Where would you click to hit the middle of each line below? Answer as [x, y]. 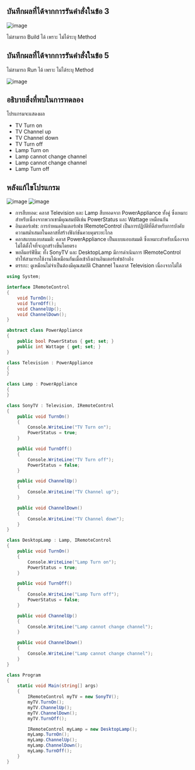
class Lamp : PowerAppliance [42, 384]
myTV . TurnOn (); [46, 702]
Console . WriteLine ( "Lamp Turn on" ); [72, 562]
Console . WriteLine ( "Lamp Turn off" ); [73, 594]
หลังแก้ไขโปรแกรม [33, 188]
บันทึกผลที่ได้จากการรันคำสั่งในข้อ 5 [58, 56]
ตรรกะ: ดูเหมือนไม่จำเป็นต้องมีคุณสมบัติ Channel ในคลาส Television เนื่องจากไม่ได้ [98, 266]
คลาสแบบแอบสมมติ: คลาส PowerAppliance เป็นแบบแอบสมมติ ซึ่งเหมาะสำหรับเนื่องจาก [102, 239]
